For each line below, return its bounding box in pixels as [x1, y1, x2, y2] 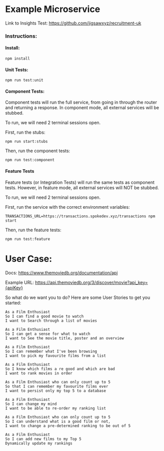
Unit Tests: [5, 67, 28, 73]
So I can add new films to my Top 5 [5, 436, 81, 441]
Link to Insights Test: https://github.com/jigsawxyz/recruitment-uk [5, 20, 141, 26]
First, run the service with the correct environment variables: [5, 204, 130, 210]
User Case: [5, 253, 52, 264]
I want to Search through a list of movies [5, 318, 97, 323]
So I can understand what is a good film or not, [5, 419, 111, 424]
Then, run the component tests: [5, 148, 70, 154]
